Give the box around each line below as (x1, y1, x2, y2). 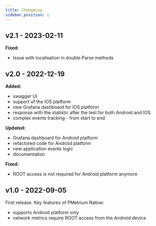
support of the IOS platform (12, 98, 71, 105)
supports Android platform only (12, 209, 80, 215)
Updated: (5, 125, 26, 131)
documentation (12, 151, 45, 157)
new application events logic (12, 146, 73, 152)
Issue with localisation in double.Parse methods (12, 55, 114, 61)
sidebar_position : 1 (5, 12, 50, 17)
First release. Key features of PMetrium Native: (5, 199, 104, 206)
